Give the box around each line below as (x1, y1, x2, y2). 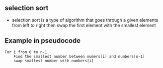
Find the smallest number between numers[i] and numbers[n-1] (13, 54, 145, 59)
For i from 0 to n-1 (4, 49, 48, 55)
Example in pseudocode (4, 36, 81, 45)
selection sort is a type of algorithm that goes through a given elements (11, 17, 159, 23)
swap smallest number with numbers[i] (13, 58, 94, 63)
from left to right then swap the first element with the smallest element (11, 22, 156, 28)
